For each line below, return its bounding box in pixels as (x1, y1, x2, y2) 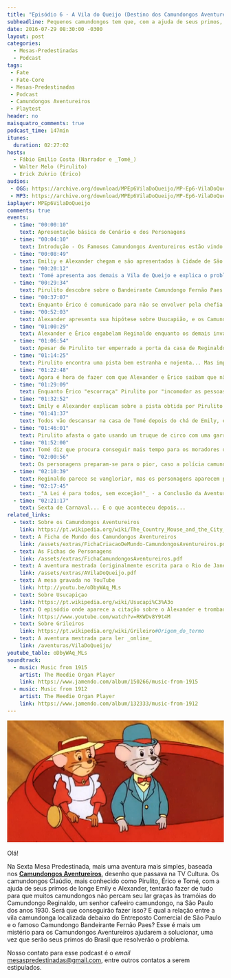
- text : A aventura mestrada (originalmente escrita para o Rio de (13, 563, 211, 569)
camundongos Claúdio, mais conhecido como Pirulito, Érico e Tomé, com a (7, 877, 220, 885)
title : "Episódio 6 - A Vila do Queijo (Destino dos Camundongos (7, 11, 198, 18)
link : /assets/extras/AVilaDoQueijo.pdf (19, 569, 137, 577)
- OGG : (10, 185, 30, 192)
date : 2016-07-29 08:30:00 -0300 (7, 25, 103, 32)
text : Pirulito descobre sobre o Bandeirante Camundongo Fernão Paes (19, 287, 223, 294)
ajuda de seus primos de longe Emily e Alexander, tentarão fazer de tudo (7, 884, 213, 893)
